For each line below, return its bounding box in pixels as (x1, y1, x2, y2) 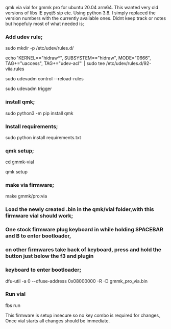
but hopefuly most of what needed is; (5, 20, 84, 27)
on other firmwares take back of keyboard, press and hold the (5, 246, 162, 253)
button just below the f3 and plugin (5, 253, 94, 260)
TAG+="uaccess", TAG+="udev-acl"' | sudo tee (5, 60, 105, 67)
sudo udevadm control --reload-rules (5, 76, 84, 82)
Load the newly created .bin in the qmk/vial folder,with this (5, 206, 154, 213)
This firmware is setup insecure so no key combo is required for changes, (5, 312, 160, 318)
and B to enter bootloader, (5, 232, 71, 239)
